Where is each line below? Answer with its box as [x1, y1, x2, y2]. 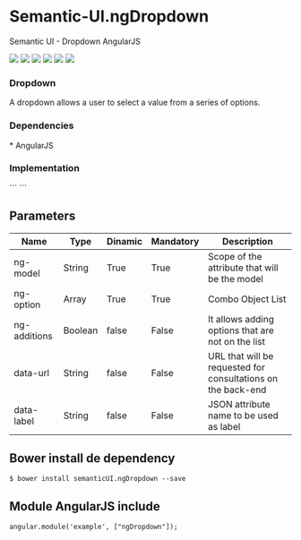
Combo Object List [207, 293, 287, 305]
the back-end [207, 383, 267, 396]
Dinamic [106, 235, 143, 247]
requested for [207, 361, 266, 373]
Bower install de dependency [9, 450, 176, 467]
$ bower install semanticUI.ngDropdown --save [9, 475, 186, 484]
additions [13, 330, 54, 342]
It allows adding [207, 313, 275, 325]
